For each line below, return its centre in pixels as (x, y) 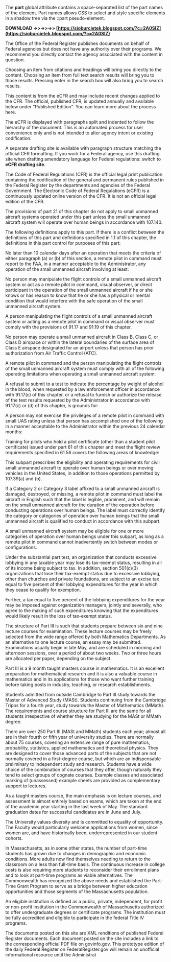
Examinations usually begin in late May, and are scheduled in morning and (83, 648)
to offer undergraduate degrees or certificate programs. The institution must (86, 912)
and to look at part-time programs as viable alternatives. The (69, 875)
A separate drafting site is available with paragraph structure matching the (83, 148)
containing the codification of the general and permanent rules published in (85, 180)
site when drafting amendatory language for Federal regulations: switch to (83, 159)
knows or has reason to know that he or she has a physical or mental (78, 295)
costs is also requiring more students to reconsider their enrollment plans (82, 870)
